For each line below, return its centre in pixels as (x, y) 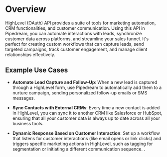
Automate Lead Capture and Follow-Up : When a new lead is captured (85, 82)
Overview (26, 9)
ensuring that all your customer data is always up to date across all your (86, 118)
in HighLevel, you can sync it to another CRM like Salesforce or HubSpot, (87, 113)
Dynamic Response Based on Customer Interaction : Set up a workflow (86, 133)
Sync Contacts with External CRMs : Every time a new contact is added (86, 107)
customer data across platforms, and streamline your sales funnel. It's (77, 39)
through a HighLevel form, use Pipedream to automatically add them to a (87, 87)
